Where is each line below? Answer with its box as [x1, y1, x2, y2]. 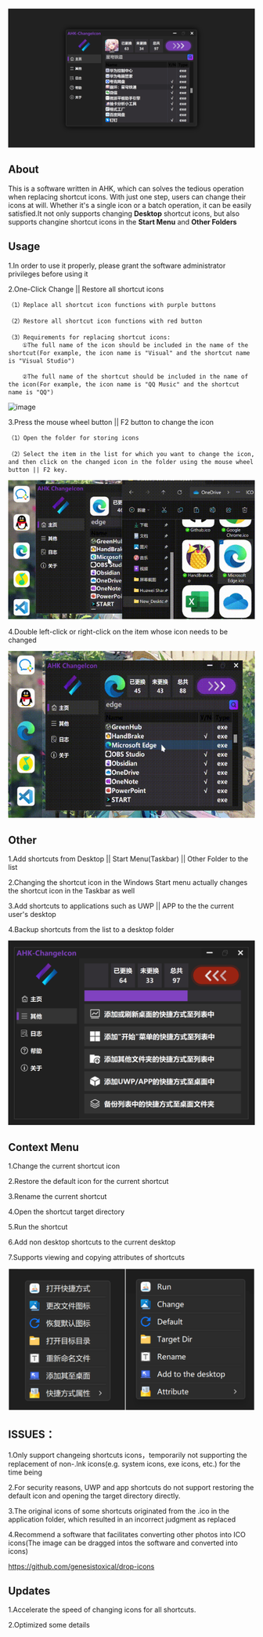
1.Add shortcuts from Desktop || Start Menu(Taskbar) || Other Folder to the [8, 854, 249, 864]
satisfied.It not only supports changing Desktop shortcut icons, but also [8, 209, 240, 218]
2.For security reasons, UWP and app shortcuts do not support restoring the [8, 1482, 254, 1492]
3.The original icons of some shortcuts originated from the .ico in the [8, 1506, 229, 1515]
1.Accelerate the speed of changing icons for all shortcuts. [8, 1605, 196, 1614]
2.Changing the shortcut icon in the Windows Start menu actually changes [8, 878, 248, 887]
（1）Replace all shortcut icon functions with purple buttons [8, 301, 217, 309]
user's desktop [8, 910, 56, 919]
